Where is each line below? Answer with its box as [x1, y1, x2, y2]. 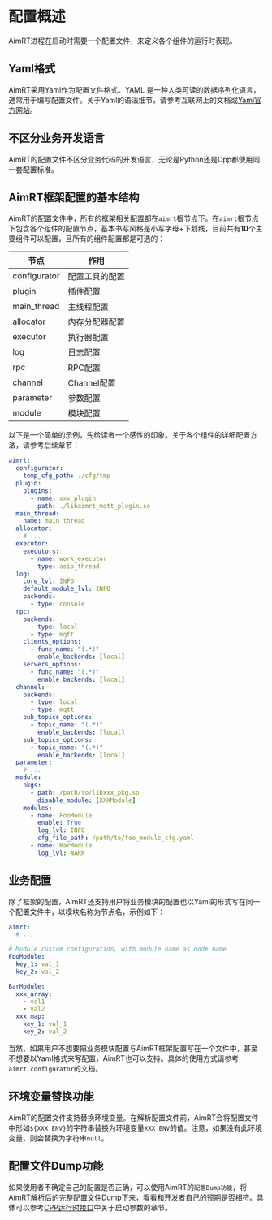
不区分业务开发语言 [8, 131, 105, 145]
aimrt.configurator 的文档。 [8, 1063, 103, 1073]
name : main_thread [23, 517, 85, 525]
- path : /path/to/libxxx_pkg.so [29, 788, 140, 796]
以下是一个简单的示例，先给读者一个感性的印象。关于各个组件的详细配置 [8, 430, 250, 440]
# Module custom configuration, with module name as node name [8, 945, 227, 954]
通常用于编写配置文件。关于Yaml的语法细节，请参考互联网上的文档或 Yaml [8, 95, 255, 105]
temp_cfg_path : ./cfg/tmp [23, 472, 111, 480]
